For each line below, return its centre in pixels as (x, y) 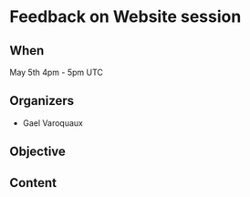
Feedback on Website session (125, 17)
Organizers (42, 101)
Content (33, 183)
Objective (38, 152)
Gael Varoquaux (53, 123)
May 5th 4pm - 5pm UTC (56, 72)
